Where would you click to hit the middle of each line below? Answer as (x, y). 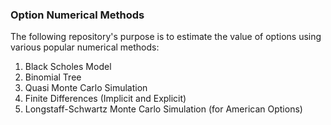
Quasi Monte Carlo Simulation (86, 88)
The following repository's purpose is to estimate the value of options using (166, 37)
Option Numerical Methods (77, 15)
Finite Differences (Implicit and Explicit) (105, 99)
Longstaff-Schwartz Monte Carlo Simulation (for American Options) (163, 109)
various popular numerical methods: (85, 47)
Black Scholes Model (68, 67)
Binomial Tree (53, 77)
